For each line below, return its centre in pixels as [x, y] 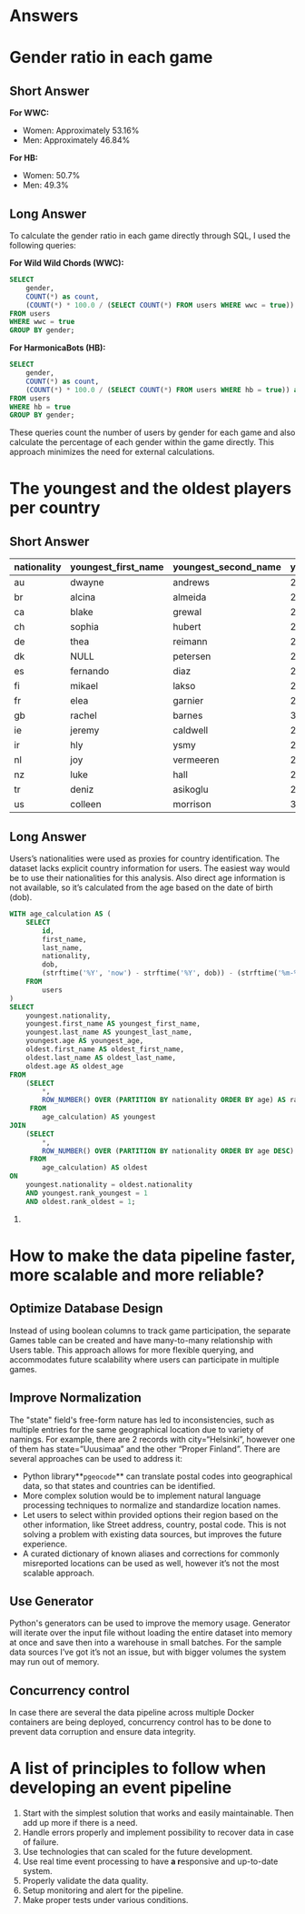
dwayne [87, 582]
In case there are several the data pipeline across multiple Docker [132, 1713]
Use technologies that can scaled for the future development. [138, 1852]
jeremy [85, 731]
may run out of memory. [54, 1662]
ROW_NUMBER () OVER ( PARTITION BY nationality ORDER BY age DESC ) [168, 1151]
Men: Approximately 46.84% [76, 140]
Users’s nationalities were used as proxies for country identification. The [144, 859]
